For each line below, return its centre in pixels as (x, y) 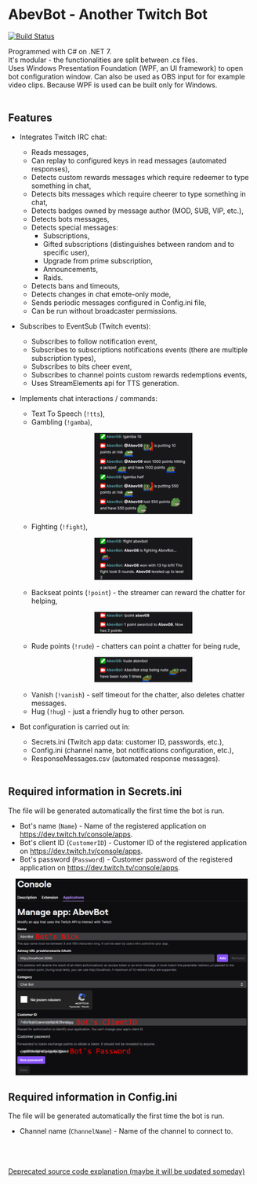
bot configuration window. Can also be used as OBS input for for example (127, 76)
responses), (51, 169)
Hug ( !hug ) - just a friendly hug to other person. (108, 711)
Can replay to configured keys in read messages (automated (129, 160)
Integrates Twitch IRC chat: (63, 137)
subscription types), (63, 358)
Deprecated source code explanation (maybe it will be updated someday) (127, 1171)
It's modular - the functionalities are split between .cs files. (103, 60)
